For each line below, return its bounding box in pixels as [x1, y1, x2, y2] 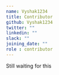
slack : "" [6, 35, 30, 41]
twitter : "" [6, 24, 35, 31]
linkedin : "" [6, 30, 38, 36]
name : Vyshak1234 [6, 8, 48, 15]
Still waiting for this [6, 62, 52, 69]
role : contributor [6, 47, 53, 52]
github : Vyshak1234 [6, 19, 53, 25]
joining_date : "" [6, 41, 48, 47]
